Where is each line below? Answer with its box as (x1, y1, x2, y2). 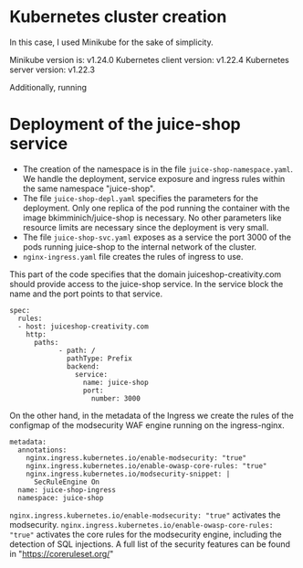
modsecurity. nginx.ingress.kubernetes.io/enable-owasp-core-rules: (9, 519, 274, 530)
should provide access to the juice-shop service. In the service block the (9, 278, 284, 289)
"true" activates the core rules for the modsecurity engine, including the (9, 529, 283, 540)
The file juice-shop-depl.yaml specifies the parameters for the (22, 192, 258, 203)
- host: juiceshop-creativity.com (17, 322, 149, 331)
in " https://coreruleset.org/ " (9, 548, 114, 559)
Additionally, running (9, 81, 88, 92)
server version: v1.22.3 (9, 64, 96, 75)
